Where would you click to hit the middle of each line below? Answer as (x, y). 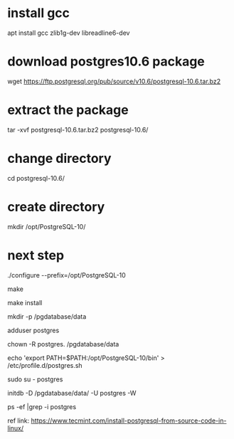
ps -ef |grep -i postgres (42, 406)
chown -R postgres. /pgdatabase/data (63, 344)
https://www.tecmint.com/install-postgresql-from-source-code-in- (129, 421)
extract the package (68, 110)
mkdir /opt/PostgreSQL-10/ (47, 226)
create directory (56, 207)
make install (25, 302)
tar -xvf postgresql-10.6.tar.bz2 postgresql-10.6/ (78, 129)
